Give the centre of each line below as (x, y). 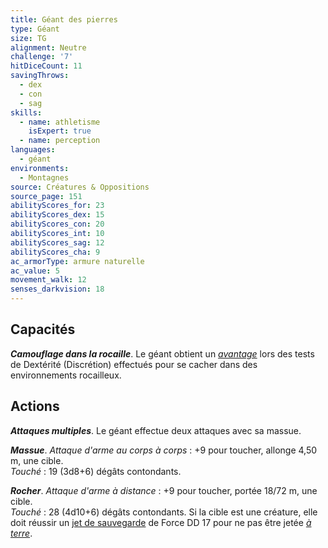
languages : (33, 150)
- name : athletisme (60, 122)
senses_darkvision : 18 (57, 289)
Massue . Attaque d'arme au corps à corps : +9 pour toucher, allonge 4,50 (164, 450)
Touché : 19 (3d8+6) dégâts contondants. (96, 471)
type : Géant (35, 29)
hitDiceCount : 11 (46, 66)
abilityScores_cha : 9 (55, 252)
